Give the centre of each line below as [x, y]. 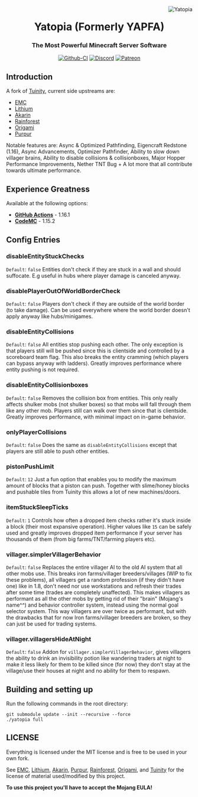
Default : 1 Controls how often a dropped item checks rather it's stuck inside [98, 520]
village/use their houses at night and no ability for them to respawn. [88, 671]
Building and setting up [50, 689]
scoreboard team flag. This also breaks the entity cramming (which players [98, 357]
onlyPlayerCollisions [36, 432]
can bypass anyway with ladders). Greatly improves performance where [94, 364]
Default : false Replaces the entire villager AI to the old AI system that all [94, 567]
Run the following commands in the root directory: [67, 704]
